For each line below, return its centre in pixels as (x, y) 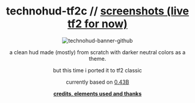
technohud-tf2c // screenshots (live (97, 11)
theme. (97, 58)
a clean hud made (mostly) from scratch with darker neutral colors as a (97, 52)
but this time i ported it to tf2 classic (97, 70)
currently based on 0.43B (97, 82)
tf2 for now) (97, 24)
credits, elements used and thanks (97, 93)
